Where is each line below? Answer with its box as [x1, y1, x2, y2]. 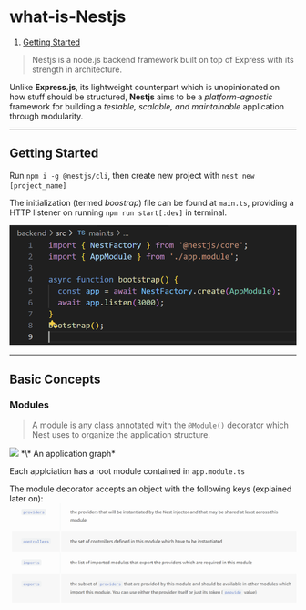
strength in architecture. [31, 64, 123, 75]
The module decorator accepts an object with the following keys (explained [9, 483, 292, 494]
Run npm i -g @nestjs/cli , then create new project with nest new [9, 170, 255, 181]
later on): [9, 492, 44, 503]
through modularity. [9, 110, 84, 121]
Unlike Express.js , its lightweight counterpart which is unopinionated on [9, 81, 280, 92]
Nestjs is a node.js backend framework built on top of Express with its [31, 54, 294, 65]
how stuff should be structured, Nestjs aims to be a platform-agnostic [9, 91, 273, 102]
